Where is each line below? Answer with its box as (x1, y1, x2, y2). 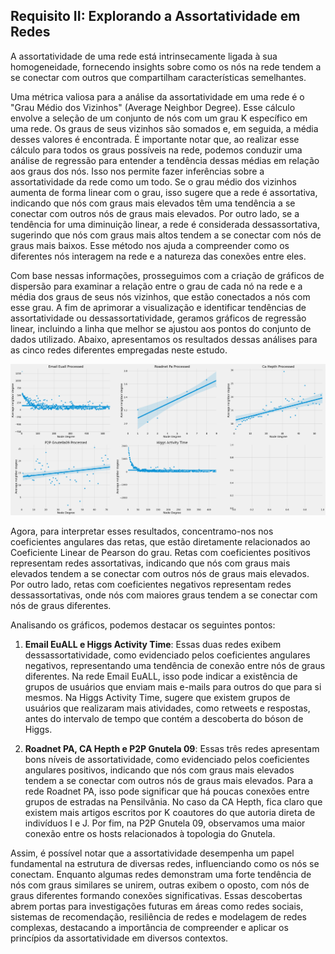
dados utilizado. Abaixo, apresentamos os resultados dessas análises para (10, 333, 318, 345)
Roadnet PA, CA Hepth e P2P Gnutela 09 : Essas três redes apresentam (24, 743, 320, 755)
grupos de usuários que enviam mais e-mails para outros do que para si (24, 681, 322, 693)
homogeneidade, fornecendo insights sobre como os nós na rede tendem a (10, 60, 322, 73)
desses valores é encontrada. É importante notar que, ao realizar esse (10, 133, 300, 145)
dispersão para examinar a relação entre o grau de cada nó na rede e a (10, 280, 303, 292)
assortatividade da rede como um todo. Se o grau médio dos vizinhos (10, 175, 297, 188)
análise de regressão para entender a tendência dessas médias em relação (10, 154, 320, 166)
